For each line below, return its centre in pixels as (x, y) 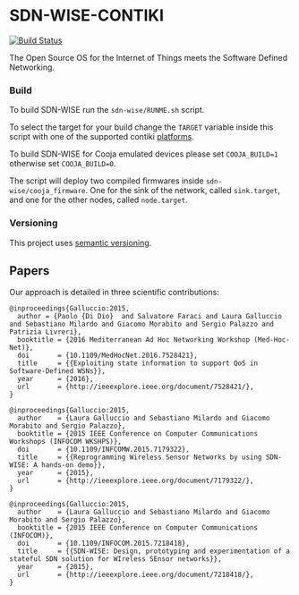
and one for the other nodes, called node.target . (98, 200)
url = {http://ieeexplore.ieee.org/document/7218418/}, (136, 575)
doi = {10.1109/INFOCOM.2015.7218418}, (104, 544)
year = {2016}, (56, 379)
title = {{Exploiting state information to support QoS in (137, 363)
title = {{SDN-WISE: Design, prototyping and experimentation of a (154, 551)
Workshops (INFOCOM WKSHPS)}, (66, 442)
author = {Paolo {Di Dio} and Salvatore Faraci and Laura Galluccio (149, 317)
